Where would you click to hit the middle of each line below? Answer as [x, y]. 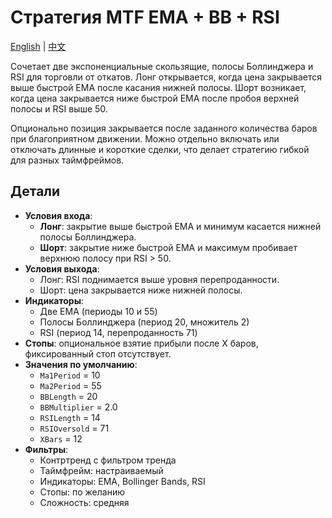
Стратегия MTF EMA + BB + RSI [145, 17]
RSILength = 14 [70, 417]
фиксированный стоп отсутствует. [98, 353]
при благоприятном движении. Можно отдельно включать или [145, 138]
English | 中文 [38, 46]
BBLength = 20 [68, 396]
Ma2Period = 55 [70, 385]
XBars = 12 [61, 438]
